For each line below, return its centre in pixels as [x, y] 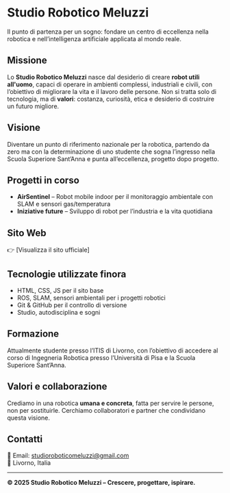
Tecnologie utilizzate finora [67, 274]
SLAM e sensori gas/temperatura [64, 204]
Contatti [25, 439]
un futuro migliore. [33, 106]
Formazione [33, 334]
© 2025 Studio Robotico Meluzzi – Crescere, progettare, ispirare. [101, 483]
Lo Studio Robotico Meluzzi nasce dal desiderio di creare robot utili [103, 77]
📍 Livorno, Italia [29, 463]
